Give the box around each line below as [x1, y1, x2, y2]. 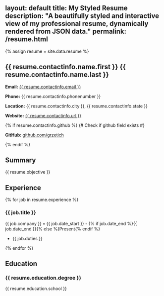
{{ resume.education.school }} [5, 286, 67, 292]
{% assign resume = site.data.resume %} [5, 48, 89, 54]
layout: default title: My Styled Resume [5, 4, 128, 12]
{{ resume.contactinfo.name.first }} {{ [5, 63, 126, 71]
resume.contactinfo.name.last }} [5, 71, 109, 79]
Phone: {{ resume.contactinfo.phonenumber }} [5, 93, 101, 99]
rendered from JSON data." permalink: [5, 27, 127, 36]
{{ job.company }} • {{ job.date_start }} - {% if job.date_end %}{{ [5, 220, 137, 226]
